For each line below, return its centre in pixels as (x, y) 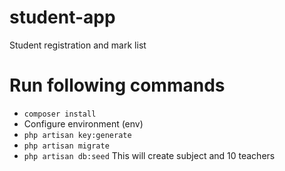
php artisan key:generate (77, 135)
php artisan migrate (66, 146)
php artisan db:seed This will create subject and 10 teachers (149, 155)
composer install (60, 114)
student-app (62, 17)
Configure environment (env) (83, 123)
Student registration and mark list (78, 45)
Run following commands (117, 85)
